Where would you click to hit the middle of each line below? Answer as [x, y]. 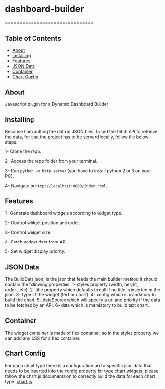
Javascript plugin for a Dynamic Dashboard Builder [57, 104]
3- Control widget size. [28, 232]
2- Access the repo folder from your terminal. [51, 161]
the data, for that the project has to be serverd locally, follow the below [77, 137]
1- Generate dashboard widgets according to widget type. [64, 213]
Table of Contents [33, 38]
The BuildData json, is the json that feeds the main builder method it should [81, 279]
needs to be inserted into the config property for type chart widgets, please [82, 371]
